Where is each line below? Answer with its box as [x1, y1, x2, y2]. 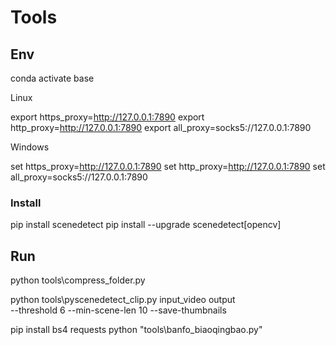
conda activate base [10, 72, 95, 84]
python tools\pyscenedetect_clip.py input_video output [10, 294, 236, 306]
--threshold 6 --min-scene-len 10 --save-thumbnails [10, 304, 227, 316]
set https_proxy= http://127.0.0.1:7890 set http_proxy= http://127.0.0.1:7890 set [10, 161, 326, 172]
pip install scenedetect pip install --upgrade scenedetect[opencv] [10, 219, 282, 231]
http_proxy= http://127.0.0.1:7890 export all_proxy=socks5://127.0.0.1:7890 [10, 122, 312, 133]
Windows [10, 141, 50, 153]
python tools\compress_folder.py [10, 274, 146, 286]
